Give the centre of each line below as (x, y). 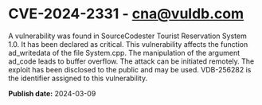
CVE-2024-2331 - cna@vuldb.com (126, 14)
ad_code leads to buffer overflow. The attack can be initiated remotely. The (131, 61)
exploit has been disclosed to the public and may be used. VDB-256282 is (130, 69)
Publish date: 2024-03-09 (52, 93)
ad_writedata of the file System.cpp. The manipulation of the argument (124, 52)
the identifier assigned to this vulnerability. (78, 78)
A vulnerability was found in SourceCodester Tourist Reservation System (127, 36)
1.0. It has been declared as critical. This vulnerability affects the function (128, 44)
